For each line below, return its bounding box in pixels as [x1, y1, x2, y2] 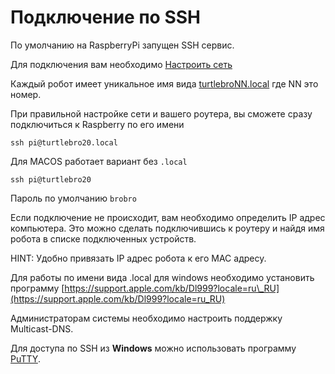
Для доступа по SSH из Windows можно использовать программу [10, 342, 297, 354]
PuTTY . [10, 352, 41, 365]
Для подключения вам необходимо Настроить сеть [10, 58, 233, 70]
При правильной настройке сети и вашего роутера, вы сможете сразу [10, 107, 313, 120]
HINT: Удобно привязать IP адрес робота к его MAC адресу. [10, 252, 267, 264]
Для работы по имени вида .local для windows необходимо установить [10, 271, 315, 283]
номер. [10, 88, 42, 100]
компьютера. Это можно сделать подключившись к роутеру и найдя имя [10, 222, 325, 234]
